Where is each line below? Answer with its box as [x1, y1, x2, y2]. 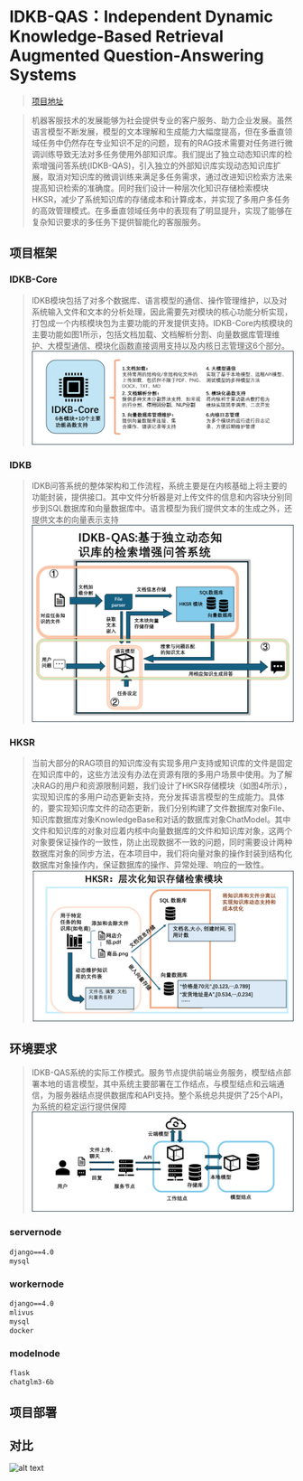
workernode [9, 1278, 65, 1290]
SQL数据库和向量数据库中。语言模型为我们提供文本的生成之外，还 [47, 503, 293, 514]
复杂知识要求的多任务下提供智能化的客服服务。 [31, 216, 206, 227]
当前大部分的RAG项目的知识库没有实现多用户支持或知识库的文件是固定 [31, 758, 293, 769]
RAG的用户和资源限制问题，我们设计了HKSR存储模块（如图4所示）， [39, 781, 292, 792]
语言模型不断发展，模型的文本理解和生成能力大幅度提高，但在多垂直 [31, 126, 285, 136]
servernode [9, 1226, 62, 1239]
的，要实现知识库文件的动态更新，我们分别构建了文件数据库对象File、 [31, 803, 290, 814]
